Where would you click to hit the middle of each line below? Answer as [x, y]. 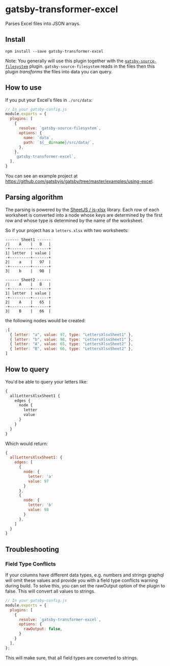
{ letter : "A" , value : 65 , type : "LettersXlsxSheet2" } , [72, 344]
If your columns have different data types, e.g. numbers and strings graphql [85, 575]
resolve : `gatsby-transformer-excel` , [60, 620]
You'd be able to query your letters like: [47, 381]
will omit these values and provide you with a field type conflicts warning [82, 580]
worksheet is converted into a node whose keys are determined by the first [84, 215]
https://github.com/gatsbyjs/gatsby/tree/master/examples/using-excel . [80, 181]
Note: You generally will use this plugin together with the [64, 61]
